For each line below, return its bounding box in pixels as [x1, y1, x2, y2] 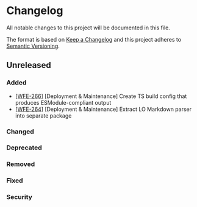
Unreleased [6, 60, 52, 70]
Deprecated [6, 143, 43, 152]
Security [6, 193, 32, 201]
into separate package [15, 111, 72, 119]
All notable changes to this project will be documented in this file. [6, 24, 171, 31]
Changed [6, 127, 35, 135]
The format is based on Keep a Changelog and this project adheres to [6, 36, 182, 43]
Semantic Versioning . [6, 42, 60, 50]
